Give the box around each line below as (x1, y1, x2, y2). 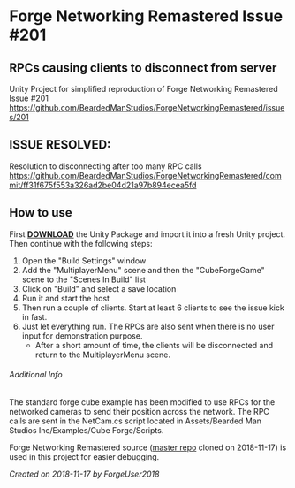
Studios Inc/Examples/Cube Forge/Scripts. (9, 424, 164, 435)
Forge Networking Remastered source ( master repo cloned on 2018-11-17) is (9, 442, 287, 453)
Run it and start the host (21, 293, 110, 303)
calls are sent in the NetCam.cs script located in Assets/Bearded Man (9, 416, 262, 426)
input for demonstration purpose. (21, 330, 143, 341)
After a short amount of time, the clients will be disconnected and (34, 339, 274, 350)
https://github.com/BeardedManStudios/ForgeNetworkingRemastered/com (9, 170, 282, 180)
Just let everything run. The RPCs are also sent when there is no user (21, 321, 276, 332)
